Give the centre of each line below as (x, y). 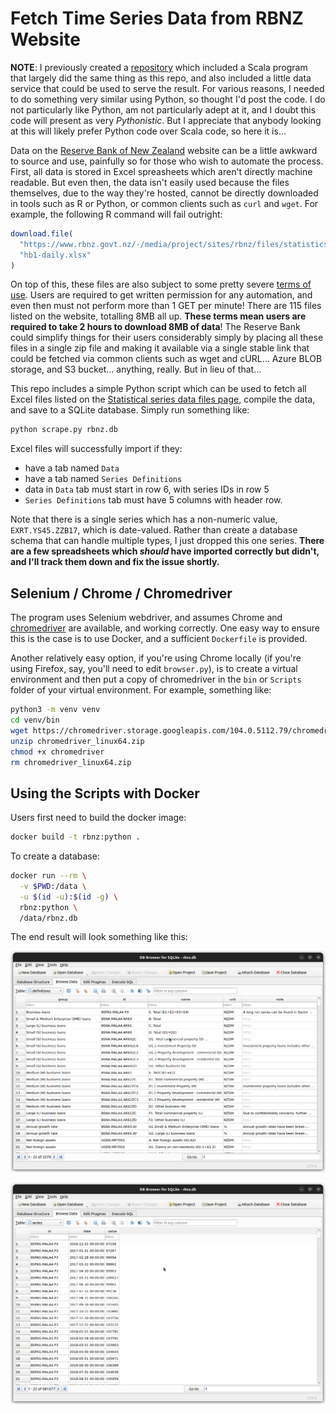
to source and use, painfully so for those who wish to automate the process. (167, 161)
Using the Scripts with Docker (105, 793)
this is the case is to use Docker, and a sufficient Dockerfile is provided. (159, 639)
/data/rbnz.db (48, 918)
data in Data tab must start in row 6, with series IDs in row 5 (147, 489)
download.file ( (42, 233)
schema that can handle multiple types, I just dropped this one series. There (167, 541)
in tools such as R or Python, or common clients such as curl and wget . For (164, 203)
